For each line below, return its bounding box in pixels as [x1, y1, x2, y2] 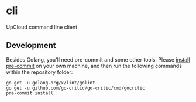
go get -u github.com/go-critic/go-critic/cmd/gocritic [6, 85, 145, 91]
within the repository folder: [6, 69, 73, 76]
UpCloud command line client [6, 23, 78, 30]
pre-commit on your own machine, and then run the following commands [6, 62, 183, 69]
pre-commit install [6, 90, 54, 96]
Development [6, 40, 57, 50]
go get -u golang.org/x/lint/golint [6, 80, 95, 86]
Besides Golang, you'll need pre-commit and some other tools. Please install [6, 56, 190, 63]
